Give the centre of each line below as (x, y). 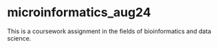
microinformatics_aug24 (79, 13)
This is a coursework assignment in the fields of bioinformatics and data (109, 31)
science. (19, 38)
